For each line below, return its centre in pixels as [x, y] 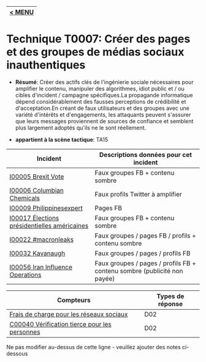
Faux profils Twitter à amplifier [138, 194]
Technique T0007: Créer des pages [98, 39]
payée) [105, 279]
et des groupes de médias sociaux [95, 52]
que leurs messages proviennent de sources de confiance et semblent [104, 121]
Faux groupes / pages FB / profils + [145, 236]
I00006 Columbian [37, 190]
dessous [17, 353]
